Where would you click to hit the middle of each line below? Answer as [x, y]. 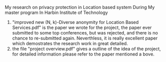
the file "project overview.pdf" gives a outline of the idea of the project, [86, 49]
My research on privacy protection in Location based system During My [80, 7]
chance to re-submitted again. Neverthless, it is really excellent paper [85, 38]
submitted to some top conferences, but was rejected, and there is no [85, 33]
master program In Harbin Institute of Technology [56, 12]
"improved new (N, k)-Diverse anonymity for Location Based [75, 22]
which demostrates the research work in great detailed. [70, 43]
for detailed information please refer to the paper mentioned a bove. [83, 54]
